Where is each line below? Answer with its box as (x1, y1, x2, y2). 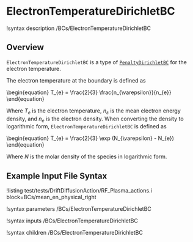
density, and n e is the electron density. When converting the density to (6, 115, 184, 123)
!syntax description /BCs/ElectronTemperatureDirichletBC (6, 24, 151, 32)
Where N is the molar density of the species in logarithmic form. (6, 153, 167, 160)
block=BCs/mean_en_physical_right (6, 194, 96, 201)
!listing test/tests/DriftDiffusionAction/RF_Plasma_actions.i (6, 187, 153, 194)
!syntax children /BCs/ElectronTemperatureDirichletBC (6, 229, 144, 237)
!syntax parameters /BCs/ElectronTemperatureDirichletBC (6, 205, 151, 213)
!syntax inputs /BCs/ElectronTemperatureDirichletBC (6, 217, 139, 224)
